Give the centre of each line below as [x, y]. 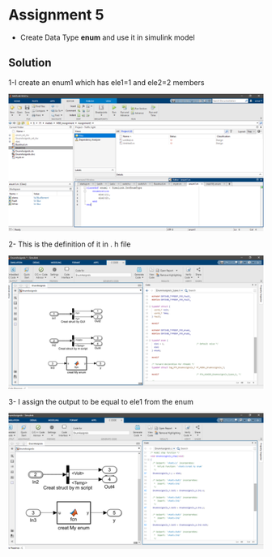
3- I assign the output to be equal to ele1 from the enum [101, 402]
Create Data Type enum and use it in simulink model [108, 37]
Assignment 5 [56, 15]
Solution [30, 63]
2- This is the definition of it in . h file [70, 244]
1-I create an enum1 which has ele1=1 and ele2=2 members [106, 82]
